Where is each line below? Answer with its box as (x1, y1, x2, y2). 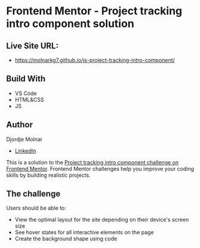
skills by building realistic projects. (6, 172, 91, 179)
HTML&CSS (14, 96, 45, 103)
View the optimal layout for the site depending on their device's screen (14, 216, 189, 223)
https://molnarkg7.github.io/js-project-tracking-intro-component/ (14, 57, 175, 63)
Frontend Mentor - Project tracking (6, 4, 183, 18)
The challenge (6, 189, 61, 199)
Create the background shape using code (14, 235, 118, 243)
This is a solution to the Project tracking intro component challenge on (6, 158, 179, 166)
